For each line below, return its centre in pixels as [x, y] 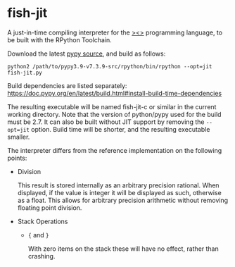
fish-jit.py [25, 73]
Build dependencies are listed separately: [67, 85]
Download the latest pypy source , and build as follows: [87, 54]
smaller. [19, 137]
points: [17, 158]
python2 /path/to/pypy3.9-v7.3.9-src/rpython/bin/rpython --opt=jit [110, 66]
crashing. [42, 256]
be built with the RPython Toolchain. [60, 39]
